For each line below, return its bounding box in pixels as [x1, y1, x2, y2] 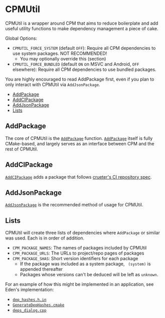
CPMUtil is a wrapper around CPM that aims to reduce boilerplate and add [5, 20, 158, 26]
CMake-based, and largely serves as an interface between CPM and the [5, 140, 154, 146]
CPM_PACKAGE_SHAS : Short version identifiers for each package [12, 256, 138, 262]
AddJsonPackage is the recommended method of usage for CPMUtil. [5, 202, 143, 208]
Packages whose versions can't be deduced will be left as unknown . [20, 272, 158, 278]
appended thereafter [20, 266, 63, 272]
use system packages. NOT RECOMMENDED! [12, 50, 107, 56]
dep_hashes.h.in [12, 297, 47, 302]
